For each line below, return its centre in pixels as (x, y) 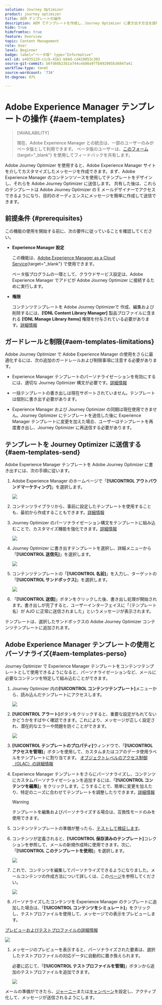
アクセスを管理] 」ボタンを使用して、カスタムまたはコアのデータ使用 (80, 751)
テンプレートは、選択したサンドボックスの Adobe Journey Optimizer (73, 622)
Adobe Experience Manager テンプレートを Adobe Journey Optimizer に (77, 465)
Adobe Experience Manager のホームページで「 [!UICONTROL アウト (80, 481)
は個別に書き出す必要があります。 (46, 399)
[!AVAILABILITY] (33, 133)
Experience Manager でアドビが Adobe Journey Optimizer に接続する (81, 280)
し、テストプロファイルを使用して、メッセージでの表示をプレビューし (81, 914)
